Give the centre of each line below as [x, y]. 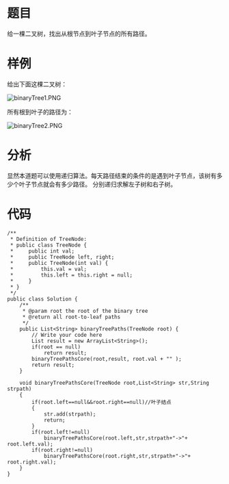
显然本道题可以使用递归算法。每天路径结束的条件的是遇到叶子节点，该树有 [112, 175]
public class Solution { [42, 299]
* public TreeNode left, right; [62, 257]
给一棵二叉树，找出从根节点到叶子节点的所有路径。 [79, 34]
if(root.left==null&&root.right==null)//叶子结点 [102, 402]
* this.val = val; [49, 269]
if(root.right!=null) [63, 450]
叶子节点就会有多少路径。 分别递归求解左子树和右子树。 [97, 184]
